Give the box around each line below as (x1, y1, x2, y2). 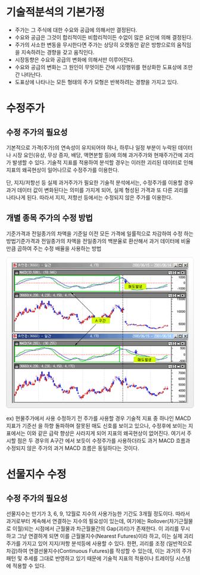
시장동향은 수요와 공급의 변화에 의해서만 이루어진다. (14, 56, 135, 63)
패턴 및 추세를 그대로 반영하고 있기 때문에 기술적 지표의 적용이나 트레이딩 (6, 555, 174, 562)
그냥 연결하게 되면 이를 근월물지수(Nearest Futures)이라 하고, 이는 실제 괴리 (17, 532, 193, 539)
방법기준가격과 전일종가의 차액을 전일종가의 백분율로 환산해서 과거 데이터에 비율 (6, 237, 191, 244)
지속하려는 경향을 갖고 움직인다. (21, 48, 95, 55)
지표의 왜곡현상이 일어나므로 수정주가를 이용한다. (6, 166, 120, 173)
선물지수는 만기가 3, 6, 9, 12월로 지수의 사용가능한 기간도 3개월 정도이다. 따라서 (6, 510, 190, 517)
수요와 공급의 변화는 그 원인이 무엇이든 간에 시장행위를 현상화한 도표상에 (14, 63, 182, 70)
